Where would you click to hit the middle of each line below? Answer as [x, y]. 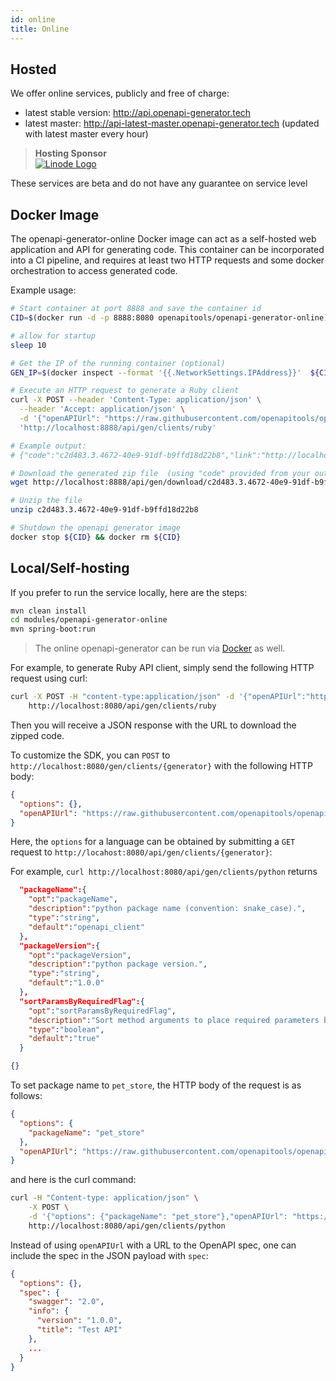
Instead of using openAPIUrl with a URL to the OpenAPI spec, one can [153, 1245]
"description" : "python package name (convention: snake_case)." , [167, 909]
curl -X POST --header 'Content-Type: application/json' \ [136, 400]
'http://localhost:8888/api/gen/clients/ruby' [118, 427]
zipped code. [37, 735]
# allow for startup [53, 336]
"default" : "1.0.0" [66, 983]
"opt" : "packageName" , [73, 899]
